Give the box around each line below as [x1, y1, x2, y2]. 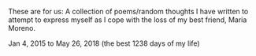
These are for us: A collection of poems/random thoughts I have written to [8, 7, 249, 16]
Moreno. [8, 24, 35, 32]
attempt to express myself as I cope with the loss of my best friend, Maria [8, 15, 247, 24]
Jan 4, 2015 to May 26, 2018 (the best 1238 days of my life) [8, 39, 200, 48]
